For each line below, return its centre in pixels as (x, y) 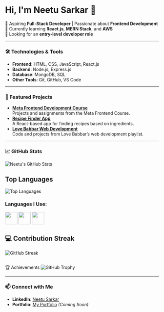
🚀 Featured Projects (29, 97)
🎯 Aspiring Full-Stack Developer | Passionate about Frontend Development (82, 24)
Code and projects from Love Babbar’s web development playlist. (78, 134)
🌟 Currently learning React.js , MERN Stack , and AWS (59, 28)
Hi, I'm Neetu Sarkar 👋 (51, 10)
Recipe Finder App (31, 118)
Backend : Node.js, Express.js (42, 69)
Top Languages (29, 179)
